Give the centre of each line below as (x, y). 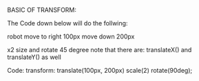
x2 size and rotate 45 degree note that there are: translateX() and (99, 50)
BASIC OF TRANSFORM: (42, 10)
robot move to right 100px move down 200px (71, 36)
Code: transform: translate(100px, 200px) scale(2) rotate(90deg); (100, 70)
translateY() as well (34, 57)
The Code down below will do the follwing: (67, 23)
